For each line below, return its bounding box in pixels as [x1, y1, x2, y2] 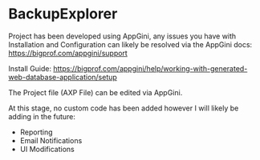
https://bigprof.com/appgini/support [8, 48, 128, 58]
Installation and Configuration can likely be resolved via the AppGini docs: [8, 39, 253, 49]
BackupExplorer [8, 5, 118, 23]
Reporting [19, 127, 54, 137]
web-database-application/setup [8, 72, 118, 82]
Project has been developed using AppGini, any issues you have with [8, 31, 237, 41]
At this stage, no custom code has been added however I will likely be [8, 103, 239, 113]
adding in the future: [8, 111, 76, 121]
